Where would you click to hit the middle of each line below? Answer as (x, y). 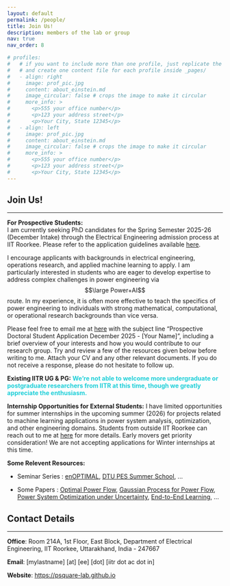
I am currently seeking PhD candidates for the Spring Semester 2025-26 (109, 230)
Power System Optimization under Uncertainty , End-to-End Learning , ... (118, 497)
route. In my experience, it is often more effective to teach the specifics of (111, 301)
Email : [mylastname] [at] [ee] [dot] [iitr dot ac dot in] (81, 562)
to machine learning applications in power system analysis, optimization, (109, 421)
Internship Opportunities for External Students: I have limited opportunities (115, 406)
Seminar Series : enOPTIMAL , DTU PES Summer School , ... (100, 476)
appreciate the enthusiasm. (47, 393)
